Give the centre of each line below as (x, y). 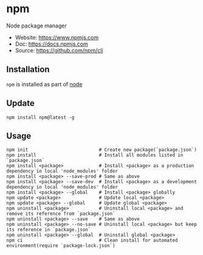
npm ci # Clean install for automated (92, 240)
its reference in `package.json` (49, 230)
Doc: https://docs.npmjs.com (51, 44)
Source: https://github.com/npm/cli (59, 50)
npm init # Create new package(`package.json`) (102, 150)
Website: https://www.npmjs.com (57, 37)
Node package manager (36, 26)
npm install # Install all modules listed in (95, 155)
